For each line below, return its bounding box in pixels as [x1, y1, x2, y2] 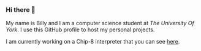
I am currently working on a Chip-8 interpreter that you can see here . [6, 38, 180, 45]
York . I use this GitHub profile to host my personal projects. [6, 26, 155, 33]
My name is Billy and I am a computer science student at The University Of [6, 20, 194, 27]
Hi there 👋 [6, 6, 36, 14]
